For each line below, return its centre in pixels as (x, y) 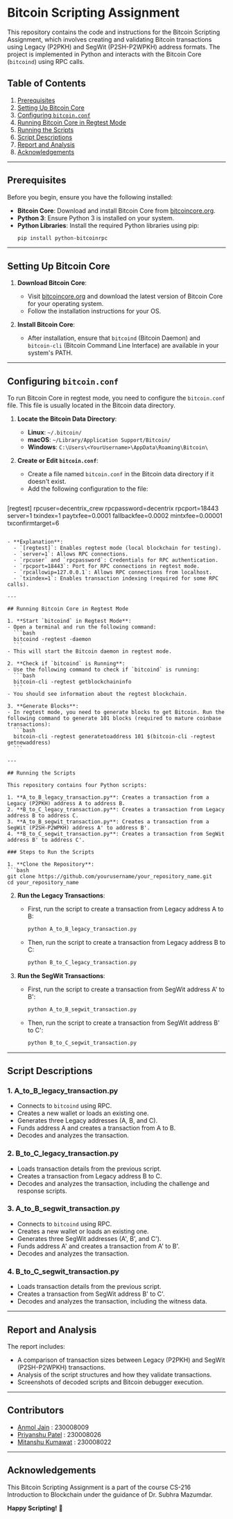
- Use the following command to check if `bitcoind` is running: (103, 670)
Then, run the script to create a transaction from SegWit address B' (123, 1023)
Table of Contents (47, 84)
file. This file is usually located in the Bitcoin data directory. (91, 405)
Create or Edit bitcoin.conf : (58, 461)
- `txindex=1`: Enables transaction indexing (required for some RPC (116, 578)
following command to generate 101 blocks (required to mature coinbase (114, 718)
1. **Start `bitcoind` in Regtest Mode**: (69, 621)
